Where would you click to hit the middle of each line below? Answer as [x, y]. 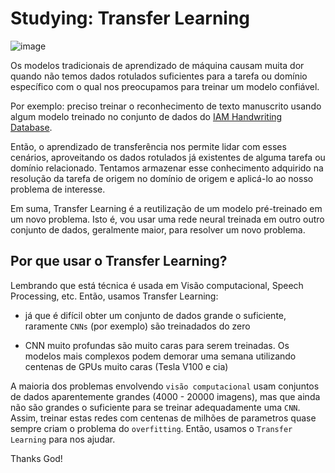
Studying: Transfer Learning [130, 18]
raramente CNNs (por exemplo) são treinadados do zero [137, 326]
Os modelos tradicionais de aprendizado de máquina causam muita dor [157, 65]
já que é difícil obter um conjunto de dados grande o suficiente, [155, 315]
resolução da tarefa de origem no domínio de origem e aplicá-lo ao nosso [162, 178]
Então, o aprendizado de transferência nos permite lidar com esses [148, 146]
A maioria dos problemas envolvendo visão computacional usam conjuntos [165, 386]
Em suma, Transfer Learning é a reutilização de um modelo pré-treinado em [166, 208]
